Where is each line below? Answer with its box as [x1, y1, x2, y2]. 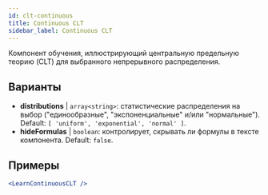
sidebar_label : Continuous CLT [8, 26, 113, 34]
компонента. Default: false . [19, 135, 114, 145]
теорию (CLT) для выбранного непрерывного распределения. [8, 57, 221, 66]
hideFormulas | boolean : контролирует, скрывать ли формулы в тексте [19, 127, 259, 137]
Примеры [8, 158, 60, 172]
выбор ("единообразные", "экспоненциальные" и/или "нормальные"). [19, 109, 260, 120]
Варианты [8, 80, 62, 94]
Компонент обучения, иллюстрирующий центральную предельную [8, 49, 240, 58]
